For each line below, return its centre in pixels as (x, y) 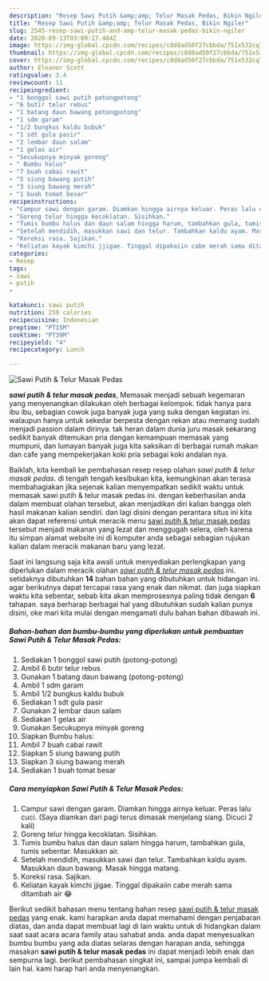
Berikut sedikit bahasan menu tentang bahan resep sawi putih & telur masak (134, 909)
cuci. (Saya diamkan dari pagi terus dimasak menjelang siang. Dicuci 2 (137, 817)
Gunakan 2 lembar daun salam (71, 711)
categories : (29, 253)
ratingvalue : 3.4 (38, 75)
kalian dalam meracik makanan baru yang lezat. (87, 546)
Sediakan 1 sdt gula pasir (61, 702)
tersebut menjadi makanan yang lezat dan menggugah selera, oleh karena (131, 529)
